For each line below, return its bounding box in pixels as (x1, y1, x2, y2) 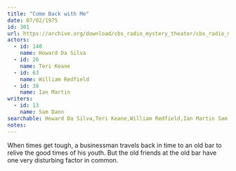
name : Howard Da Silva (20, 50, 86, 57)
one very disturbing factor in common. (7, 156, 119, 164)
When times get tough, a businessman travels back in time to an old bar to (7, 141, 223, 149)
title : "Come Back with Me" (7, 10, 90, 18)
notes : (7, 121, 27, 129)
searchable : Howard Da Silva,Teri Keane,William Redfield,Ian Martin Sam (7, 115, 228, 122)
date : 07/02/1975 (7, 17, 58, 24)
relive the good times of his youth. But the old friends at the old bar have (7, 148, 217, 157)
